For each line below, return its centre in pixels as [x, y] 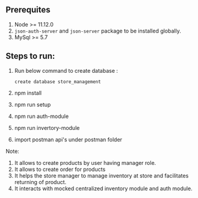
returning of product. [40, 182]
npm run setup [32, 104]
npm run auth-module [42, 116]
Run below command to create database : [66, 70]
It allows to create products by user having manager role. [85, 162]
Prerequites [28, 10]
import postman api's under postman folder [68, 139]
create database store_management [57, 82]
